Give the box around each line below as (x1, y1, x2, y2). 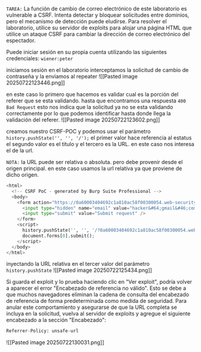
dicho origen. (6, 171, 39, 178)
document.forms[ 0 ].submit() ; (22, 233, 95, 239)
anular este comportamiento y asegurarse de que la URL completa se (6, 304, 178, 311)
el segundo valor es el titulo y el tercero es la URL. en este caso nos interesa (6, 141, 194, 147)
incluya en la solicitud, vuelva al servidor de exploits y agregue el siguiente (6, 310, 191, 317)
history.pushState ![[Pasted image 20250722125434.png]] (6, 266, 153, 274)
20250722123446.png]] (6, 79, 65, 86)
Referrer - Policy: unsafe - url (6, 328, 79, 334)
